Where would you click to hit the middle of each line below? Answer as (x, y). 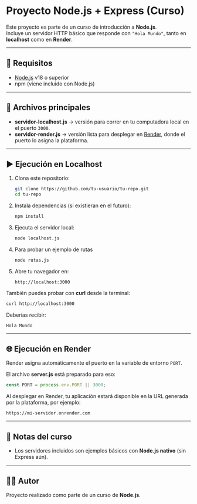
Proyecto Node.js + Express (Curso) (95, 11)
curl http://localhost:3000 (40, 304)
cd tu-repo (28, 194)
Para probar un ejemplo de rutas (54, 249)
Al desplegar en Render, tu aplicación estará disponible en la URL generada (97, 396)
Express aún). (31, 457)
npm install (29, 217)
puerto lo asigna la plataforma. (52, 140)
